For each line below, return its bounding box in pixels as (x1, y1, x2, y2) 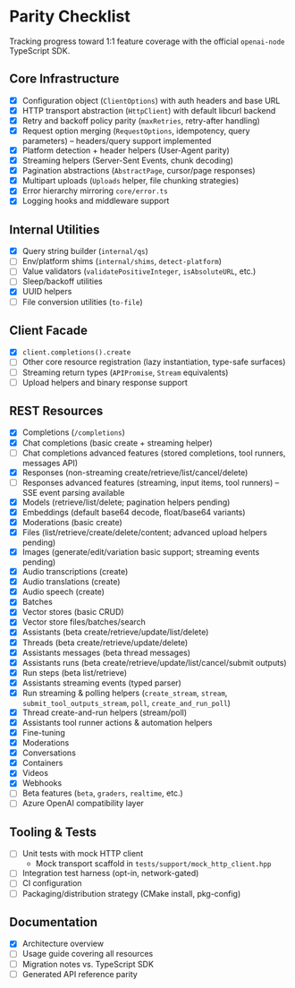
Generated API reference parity (21, 968, 139, 979)
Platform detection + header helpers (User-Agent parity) (21, 145, 230, 156)
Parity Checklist (9, 6, 131, 27)
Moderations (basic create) (21, 516, 122, 527)
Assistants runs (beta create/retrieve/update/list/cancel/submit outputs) (21, 657, 288, 668)
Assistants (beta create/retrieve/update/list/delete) (21, 626, 209, 637)
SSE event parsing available (21, 487, 125, 498)
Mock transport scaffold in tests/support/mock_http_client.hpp (35, 858, 272, 869)
